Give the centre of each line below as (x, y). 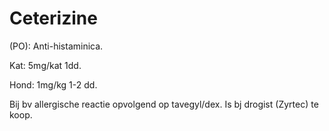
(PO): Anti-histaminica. (56, 46)
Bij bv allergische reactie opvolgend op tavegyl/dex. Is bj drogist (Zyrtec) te (164, 104)
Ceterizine (53, 18)
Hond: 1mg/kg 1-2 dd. (53, 84)
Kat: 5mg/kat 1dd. (45, 65)
